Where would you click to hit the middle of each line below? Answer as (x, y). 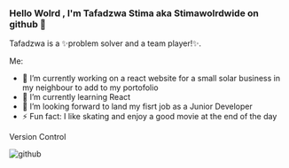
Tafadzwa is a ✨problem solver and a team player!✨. (105, 43)
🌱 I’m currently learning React (76, 97)
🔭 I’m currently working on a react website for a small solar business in (151, 79)
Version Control (38, 137)
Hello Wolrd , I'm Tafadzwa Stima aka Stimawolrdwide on (134, 13)
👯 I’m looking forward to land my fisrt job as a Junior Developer (137, 107)
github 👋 (28, 24)
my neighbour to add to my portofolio (90, 88)
